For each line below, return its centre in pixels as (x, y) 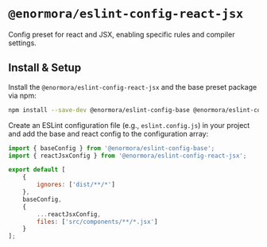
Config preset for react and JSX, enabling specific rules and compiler (122, 34)
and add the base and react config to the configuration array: (108, 133)
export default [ (37, 170)
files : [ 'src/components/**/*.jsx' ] (97, 222)
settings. (23, 43)
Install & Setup (45, 68)
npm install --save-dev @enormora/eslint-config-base (99, 110)
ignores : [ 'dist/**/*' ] (76, 185)
